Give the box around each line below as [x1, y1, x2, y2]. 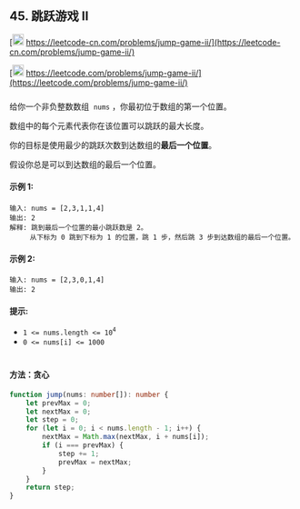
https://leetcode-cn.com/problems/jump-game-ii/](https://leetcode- [25, 36, 281, 47]
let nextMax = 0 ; [25, 407, 92, 416]
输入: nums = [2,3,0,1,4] [9, 275, 105, 284]
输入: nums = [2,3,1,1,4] [9, 204, 105, 213]
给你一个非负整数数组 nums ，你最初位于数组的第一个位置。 [9, 101, 232, 112]
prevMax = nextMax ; [57, 457, 132, 466]
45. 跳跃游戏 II [9, 8, 89, 25]
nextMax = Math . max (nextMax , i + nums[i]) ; [42, 433, 209, 442]
